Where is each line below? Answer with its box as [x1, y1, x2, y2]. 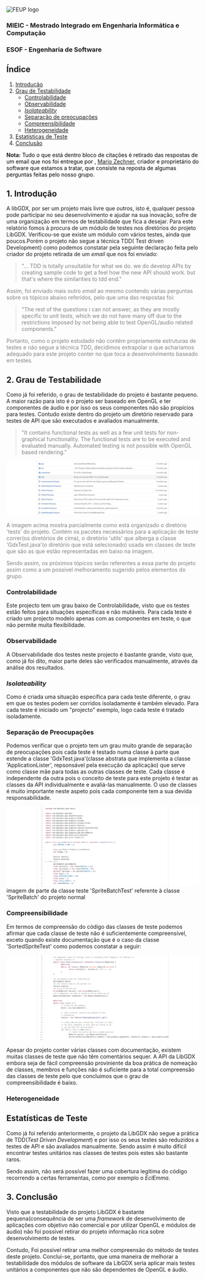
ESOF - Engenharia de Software [6, 45, 102, 53]
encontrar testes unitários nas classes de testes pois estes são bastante [6, 1149, 188, 1156]
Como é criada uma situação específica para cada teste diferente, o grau [6, 693, 191, 700]
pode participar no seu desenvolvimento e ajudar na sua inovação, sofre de [6, 211, 197, 219]
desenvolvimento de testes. [6, 1234, 76, 1242]
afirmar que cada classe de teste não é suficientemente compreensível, [6, 929, 187, 937]
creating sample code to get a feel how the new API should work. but [21, 269, 196, 276]
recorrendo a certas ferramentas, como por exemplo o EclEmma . [6, 1174, 170, 1181]
